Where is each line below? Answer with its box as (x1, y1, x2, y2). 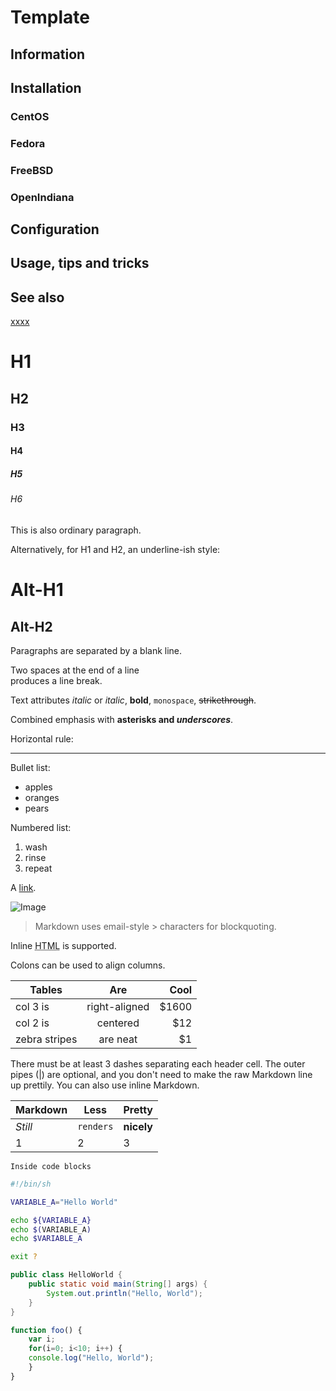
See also (10, 289, 65, 306)
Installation (10, 79, 82, 96)
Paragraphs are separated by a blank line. (10, 644, 183, 656)
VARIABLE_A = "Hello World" (10, 1197, 118, 1207)
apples (24, 781, 53, 793)
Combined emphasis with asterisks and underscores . (10, 713, 234, 725)
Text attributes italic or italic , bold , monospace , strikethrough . (10, 694, 257, 706)
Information (10, 46, 86, 63)
